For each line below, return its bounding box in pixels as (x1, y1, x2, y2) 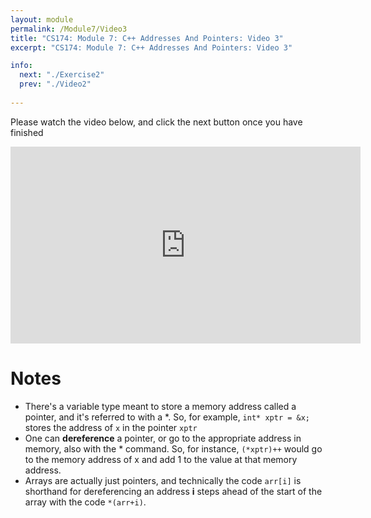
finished (10, 126, 44, 138)
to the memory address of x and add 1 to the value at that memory (24, 453, 298, 465)
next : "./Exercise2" (19, 70, 105, 80)
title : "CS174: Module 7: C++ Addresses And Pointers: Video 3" (10, 33, 284, 43)
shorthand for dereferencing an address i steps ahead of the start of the (24, 485, 323, 497)
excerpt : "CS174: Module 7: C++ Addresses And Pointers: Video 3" (10, 42, 293, 53)
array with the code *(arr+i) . (24, 496, 147, 508)
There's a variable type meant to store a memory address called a (24, 400, 297, 412)
